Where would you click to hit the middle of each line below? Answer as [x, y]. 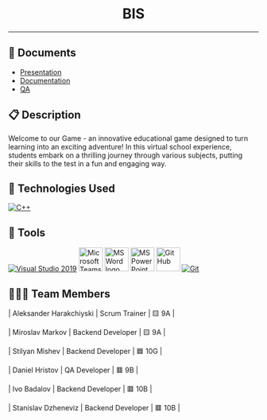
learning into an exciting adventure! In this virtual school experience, [120, 146]
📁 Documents [43, 53]
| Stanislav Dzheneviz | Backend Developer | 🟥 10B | [94, 408]
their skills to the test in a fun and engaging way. [87, 163]
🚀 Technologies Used [62, 188]
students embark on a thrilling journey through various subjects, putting [126, 155]
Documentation [45, 80]
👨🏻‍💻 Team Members [60, 294]
